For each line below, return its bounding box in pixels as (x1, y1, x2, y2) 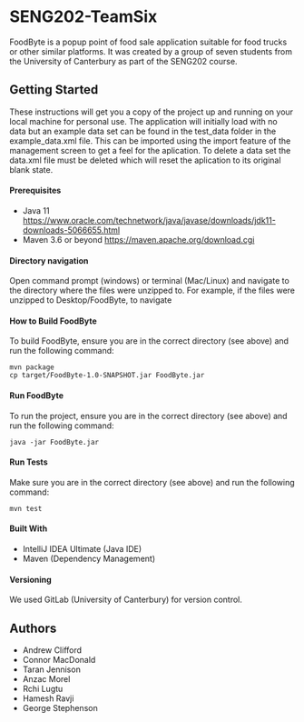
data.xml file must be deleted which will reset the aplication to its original (9, 155, 281, 165)
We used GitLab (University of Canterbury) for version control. (9, 594, 242, 606)
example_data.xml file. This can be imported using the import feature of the (9, 135, 291, 146)
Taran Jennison (22, 664, 82, 675)
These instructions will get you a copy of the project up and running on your (9, 106, 293, 117)
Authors (9, 620, 57, 636)
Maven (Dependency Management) (22, 553, 156, 564)
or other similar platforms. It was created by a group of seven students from (9, 45, 293, 56)
